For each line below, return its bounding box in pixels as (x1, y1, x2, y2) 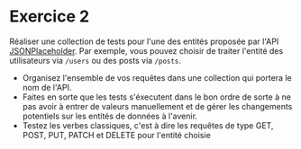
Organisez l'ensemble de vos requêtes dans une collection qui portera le (22, 72, 292, 83)
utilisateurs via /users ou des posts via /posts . (9, 55, 182, 66)
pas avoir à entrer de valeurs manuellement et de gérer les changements (22, 101, 293, 111)
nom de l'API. (22, 82, 72, 92)
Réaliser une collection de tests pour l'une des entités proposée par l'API (9, 36, 279, 47)
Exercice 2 (9, 6, 90, 27)
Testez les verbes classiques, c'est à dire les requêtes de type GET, (22, 119, 274, 131)
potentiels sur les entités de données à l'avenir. (22, 110, 198, 121)
